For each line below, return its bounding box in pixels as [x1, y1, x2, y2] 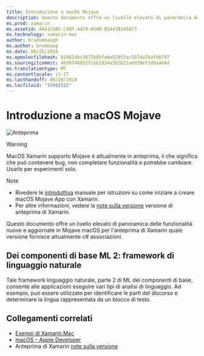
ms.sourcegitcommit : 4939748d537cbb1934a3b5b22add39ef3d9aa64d [6, 60, 170, 66]
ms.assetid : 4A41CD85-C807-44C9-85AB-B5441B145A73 [6, 26, 137, 32]
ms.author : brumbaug [6, 43, 59, 49]
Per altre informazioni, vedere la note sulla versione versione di [15, 201, 173, 209]
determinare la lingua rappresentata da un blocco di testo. [6, 296, 152, 303]
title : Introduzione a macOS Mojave [6, 9, 99, 15]
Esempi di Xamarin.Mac [15, 329, 75, 337]
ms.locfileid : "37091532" [6, 83, 72, 89]
